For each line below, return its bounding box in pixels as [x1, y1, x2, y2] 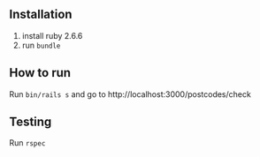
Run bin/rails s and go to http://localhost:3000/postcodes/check [9, 88, 252, 100]
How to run [9, 65, 72, 80]
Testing [9, 115, 52, 130]
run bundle [21, 40, 61, 50]
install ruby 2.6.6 [21, 30, 83, 41]
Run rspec [9, 138, 46, 148]
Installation [9, 7, 73, 22]
